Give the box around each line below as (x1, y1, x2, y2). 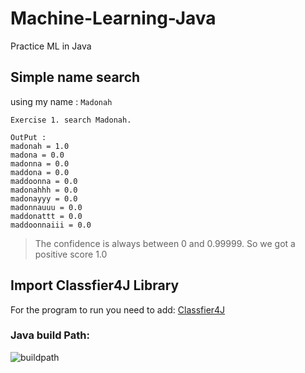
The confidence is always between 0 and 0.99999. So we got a (34, 237, 296, 249)
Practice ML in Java (10, 40, 92, 52)
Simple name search (10, 69, 141, 86)
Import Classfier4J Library (10, 277, 180, 294)
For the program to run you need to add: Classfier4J (10, 303, 226, 316)
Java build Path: (10, 328, 90, 342)
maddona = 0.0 (10, 167, 70, 177)
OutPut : (10, 132, 47, 142)
